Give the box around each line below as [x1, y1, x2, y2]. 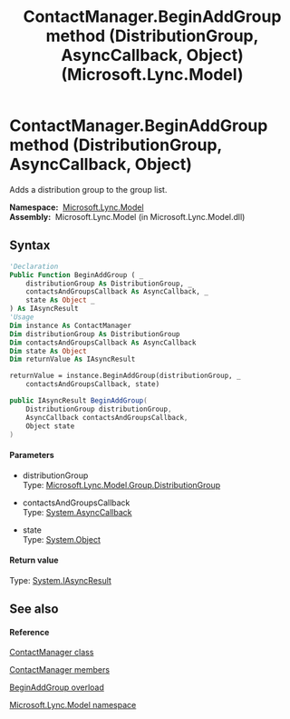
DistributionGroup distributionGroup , [25, 404, 172, 414]
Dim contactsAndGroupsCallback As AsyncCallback [9, 338, 197, 347]
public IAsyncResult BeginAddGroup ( [9, 396, 148, 405]
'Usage [9, 313, 34, 322]
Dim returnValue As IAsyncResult [9, 355, 136, 364]
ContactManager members [9, 664, 111, 675]
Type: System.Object [22, 534, 101, 544]
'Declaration [9, 262, 59, 271]
